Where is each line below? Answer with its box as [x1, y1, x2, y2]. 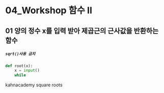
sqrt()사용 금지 [5, 51, 36, 56]
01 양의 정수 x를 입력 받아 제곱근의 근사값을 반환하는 [5, 26, 159, 35]
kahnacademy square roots [5, 82, 63, 88]
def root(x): [5, 63, 33, 69]
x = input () [14, 68, 40, 73]
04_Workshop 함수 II [5, 5, 93, 16]
